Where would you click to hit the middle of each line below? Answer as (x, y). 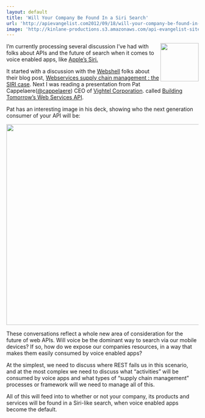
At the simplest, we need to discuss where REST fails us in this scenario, (97, 365)
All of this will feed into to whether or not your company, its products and (98, 397)
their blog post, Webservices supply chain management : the (83, 78)
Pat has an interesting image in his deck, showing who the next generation (100, 109)
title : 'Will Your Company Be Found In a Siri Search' (77, 18)
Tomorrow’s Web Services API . (45, 97)
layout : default (27, 12)
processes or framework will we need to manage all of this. (81, 385)
